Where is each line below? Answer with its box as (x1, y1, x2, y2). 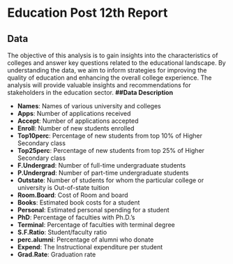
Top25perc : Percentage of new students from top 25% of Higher (17, 147, 204, 154)
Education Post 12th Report (7, 5, 168, 21)
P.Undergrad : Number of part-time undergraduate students (17, 169, 189, 177)
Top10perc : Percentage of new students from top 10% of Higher (17, 131, 202, 140)
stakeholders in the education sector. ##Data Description (7, 89, 173, 96)
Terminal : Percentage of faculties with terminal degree (17, 221, 176, 228)
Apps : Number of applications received (17, 110, 131, 117)
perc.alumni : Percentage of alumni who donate (17, 235, 154, 244)
